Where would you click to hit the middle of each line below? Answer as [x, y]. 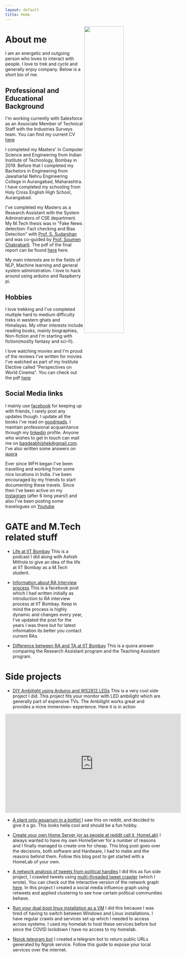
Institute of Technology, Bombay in [41, 160]
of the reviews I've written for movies [44, 356]
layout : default [22, 10]
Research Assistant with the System [42, 213]
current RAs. [25, 636]
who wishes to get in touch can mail [42, 438]
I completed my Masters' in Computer [44, 149]
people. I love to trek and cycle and [41, 64]
